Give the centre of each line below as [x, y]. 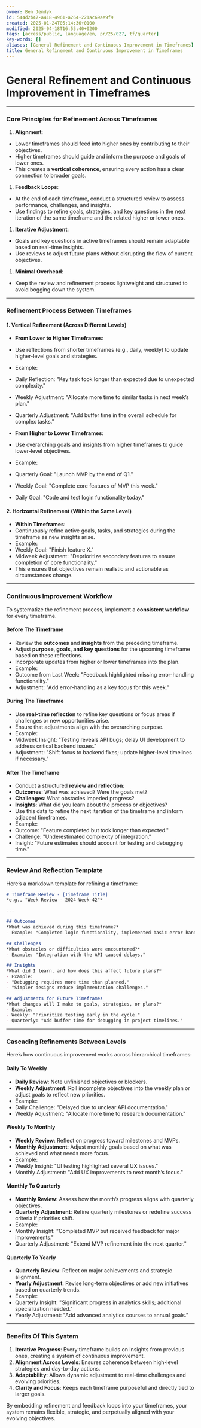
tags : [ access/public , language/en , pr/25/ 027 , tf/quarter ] [83, 34]
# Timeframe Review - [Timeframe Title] [57, 894]
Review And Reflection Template [54, 870]
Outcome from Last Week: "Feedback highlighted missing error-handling [104, 674]
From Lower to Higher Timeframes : [59, 338]
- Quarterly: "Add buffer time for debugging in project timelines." [95, 1021]
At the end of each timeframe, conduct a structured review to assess [100, 199]
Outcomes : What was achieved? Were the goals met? [81, 792]
